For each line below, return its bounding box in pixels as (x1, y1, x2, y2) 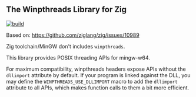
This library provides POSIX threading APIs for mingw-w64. (6, 54, 150, 61)
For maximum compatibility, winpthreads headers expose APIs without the (6, 65, 187, 72)
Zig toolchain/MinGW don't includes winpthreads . (6, 43, 125, 50)
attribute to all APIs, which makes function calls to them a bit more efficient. (6, 84, 190, 91)
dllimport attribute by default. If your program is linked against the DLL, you (6, 71, 191, 78)
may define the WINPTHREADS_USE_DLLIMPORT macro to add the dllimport (6, 78, 178, 85)
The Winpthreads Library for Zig (6, 5, 127, 15)
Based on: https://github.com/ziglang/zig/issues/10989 (6, 32, 139, 39)
